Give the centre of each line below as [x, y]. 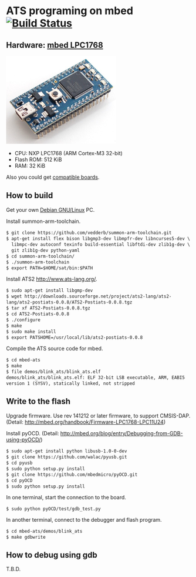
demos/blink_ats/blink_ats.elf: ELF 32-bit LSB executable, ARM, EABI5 [95, 378]
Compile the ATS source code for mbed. [55, 348]
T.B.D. [13, 569]
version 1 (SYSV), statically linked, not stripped [70, 383]
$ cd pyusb [19, 463]
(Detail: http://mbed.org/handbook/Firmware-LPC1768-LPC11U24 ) [86, 422]
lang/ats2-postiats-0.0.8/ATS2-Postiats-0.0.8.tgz [69, 302]
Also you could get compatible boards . [53, 177]
